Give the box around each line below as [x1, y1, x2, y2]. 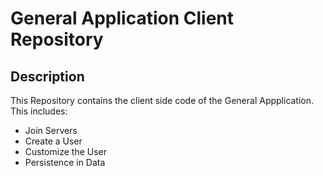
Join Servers [24, 125, 78, 136]
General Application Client [10, 7, 235, 30]
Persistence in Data [24, 157, 106, 168]
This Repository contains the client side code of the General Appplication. [10, 95, 315, 106]
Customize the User [24, 146, 108, 157]
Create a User [24, 135, 83, 147]
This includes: [10, 105, 68, 117]
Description [10, 68, 85, 85]
